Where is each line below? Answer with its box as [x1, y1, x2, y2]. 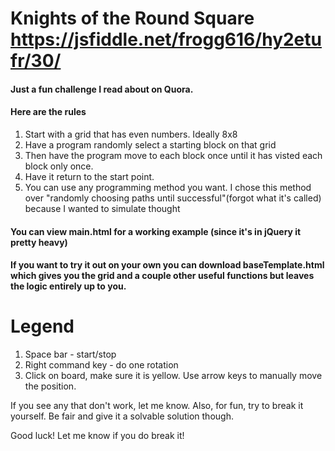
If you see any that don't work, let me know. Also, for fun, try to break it [10, 400, 304, 412]
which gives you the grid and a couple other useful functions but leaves [10, 270, 315, 282]
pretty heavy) [10, 236, 68, 248]
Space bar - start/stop [24, 348, 117, 361]
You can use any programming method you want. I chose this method [24, 181, 312, 193]
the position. [24, 380, 77, 392]
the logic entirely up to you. [10, 280, 127, 292]
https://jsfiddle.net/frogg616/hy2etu [10, 28, 322, 51]
